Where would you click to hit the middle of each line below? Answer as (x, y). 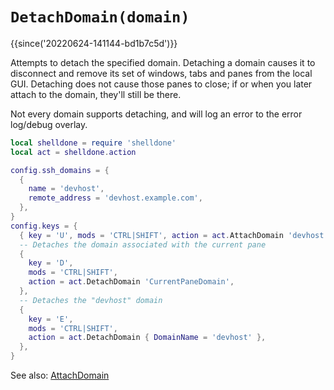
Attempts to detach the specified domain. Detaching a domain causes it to (163, 62)
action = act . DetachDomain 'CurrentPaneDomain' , (131, 282)
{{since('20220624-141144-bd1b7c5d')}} (94, 43)
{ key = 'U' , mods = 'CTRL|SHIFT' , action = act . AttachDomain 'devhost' (174, 235)
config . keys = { (44, 226)
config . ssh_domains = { (60, 170)
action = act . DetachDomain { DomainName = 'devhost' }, (147, 338)
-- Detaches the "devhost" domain (91, 300)
